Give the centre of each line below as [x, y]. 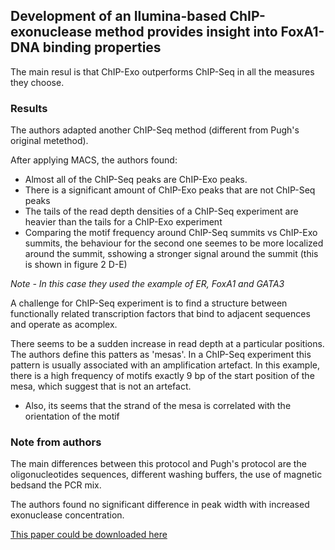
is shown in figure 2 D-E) [76, 265]
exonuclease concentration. [67, 515]
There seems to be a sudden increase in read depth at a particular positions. [167, 344]
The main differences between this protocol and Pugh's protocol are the [158, 464]
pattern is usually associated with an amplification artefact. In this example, [165, 365]
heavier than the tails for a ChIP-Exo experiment [123, 222]
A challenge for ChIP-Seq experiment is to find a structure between [149, 303]
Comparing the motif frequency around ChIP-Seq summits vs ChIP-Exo [171, 233]
